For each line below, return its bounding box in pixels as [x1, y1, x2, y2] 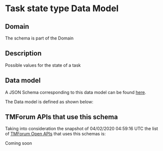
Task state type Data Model [5, 3, 119, 14]
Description [5, 49, 42, 57]
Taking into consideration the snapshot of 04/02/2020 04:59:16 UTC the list [5, 126, 158, 132]
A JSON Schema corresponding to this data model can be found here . [5, 89, 146, 95]
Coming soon [5, 140, 32, 146]
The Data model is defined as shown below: [5, 98, 93, 105]
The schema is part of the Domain [5, 35, 74, 41]
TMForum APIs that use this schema [5, 113, 118, 121]
